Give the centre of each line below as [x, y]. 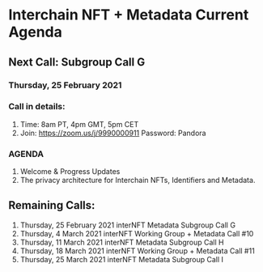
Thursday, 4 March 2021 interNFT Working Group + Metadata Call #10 [137, 233]
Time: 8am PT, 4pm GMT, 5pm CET [79, 124]
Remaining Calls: [52, 205]
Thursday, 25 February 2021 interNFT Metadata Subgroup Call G [128, 225]
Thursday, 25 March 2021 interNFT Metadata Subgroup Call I [122, 259]
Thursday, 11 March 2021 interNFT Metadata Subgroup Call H [122, 242]
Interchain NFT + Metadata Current [129, 15]
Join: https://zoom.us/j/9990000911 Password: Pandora [113, 133]
